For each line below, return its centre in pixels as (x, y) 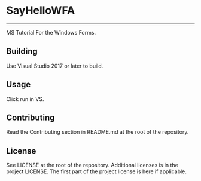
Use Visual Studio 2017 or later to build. (55, 66)
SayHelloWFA (41, 10)
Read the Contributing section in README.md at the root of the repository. (98, 132)
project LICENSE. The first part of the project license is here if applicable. (97, 171)
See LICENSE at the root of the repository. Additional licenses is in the (92, 165)
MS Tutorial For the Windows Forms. (51, 32)
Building (22, 51)
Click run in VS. (25, 99)
